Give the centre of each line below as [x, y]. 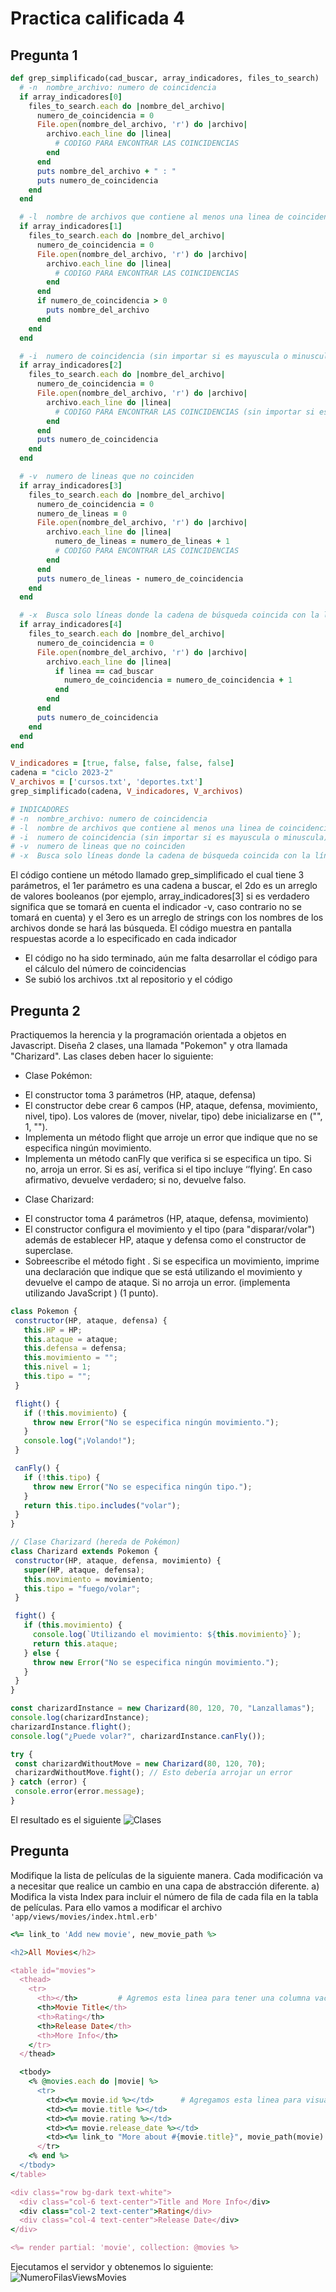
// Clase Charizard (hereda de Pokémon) [96, 1542]
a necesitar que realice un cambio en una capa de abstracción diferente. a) [165, 1886]
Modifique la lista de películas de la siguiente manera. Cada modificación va [167, 1875]
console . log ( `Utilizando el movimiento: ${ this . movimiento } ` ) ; [167, 1635]
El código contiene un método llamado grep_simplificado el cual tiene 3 [157, 875]
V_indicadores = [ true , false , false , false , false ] [122, 763]
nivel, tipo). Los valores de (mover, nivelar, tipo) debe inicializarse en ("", [173, 1116]
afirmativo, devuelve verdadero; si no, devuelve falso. [135, 1179]
